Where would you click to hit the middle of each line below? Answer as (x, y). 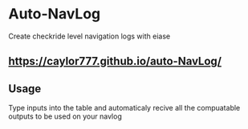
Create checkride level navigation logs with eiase (89, 36)
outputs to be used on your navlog (65, 116)
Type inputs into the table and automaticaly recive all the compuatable (124, 108)
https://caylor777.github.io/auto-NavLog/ (115, 61)
